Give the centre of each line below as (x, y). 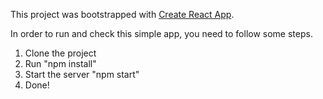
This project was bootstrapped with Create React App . (122, 14)
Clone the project (60, 53)
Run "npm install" (60, 63)
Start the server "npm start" (82, 74)
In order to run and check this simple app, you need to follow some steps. (161, 33)
